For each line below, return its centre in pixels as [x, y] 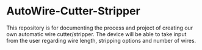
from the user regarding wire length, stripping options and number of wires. [101, 40]
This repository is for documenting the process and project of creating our [100, 28]
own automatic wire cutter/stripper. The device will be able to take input [96, 34]
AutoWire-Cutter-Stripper [73, 11]
